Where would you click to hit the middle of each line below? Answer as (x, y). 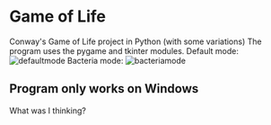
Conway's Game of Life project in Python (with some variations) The (135, 41)
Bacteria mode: (95, 60)
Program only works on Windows (104, 89)
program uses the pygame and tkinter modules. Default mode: (124, 50)
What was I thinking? (48, 111)
